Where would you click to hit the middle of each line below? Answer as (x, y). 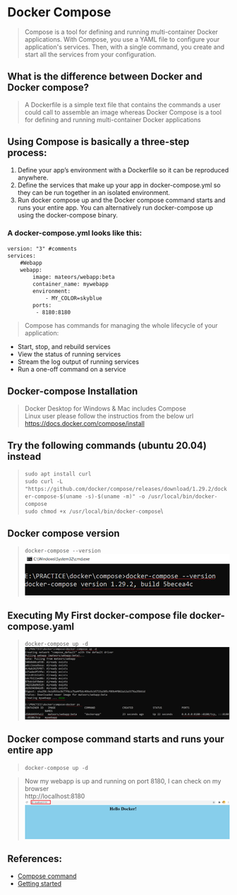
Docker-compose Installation (73, 392)
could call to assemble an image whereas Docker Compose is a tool (123, 112)
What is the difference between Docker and (105, 77)
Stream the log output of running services (78, 362)
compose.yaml (41, 626)
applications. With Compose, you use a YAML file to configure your (122, 39)
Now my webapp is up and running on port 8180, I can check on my (123, 781)
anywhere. (33, 177)
